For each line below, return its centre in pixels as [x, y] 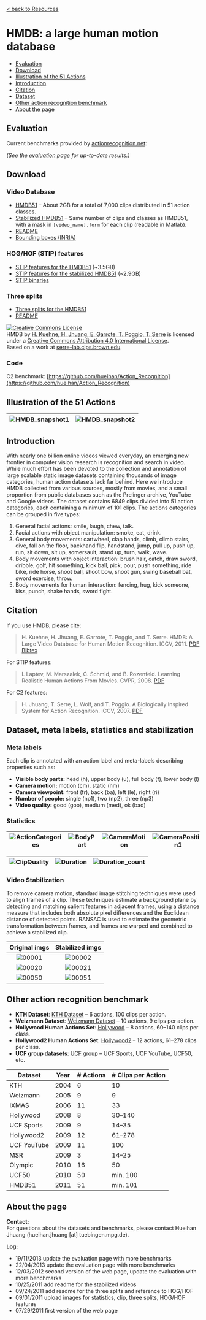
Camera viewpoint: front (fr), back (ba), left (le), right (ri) [87, 792]
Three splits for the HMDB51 [51, 310]
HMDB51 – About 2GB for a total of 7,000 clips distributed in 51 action [102, 205]
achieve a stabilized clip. [37, 933]
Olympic [21, 1165]
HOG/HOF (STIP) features [45, 254]
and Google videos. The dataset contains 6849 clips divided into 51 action [100, 501]
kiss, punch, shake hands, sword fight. [64, 591]
